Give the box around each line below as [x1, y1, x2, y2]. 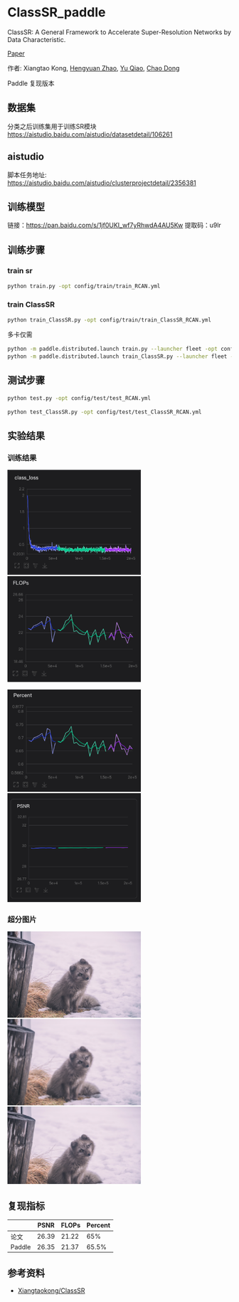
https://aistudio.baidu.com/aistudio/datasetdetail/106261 [7, 129, 173, 139]
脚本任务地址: [7, 170, 48, 179]
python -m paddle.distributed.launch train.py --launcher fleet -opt [7, 346, 218, 353]
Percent [86, 1221, 111, 1229]
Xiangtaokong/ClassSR [17, 1286, 85, 1295]
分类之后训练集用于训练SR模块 [7, 122, 97, 130]
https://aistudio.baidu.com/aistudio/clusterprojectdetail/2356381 [7, 179, 197, 187]
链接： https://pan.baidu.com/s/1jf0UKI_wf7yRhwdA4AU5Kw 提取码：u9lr [7, 221, 222, 230]
